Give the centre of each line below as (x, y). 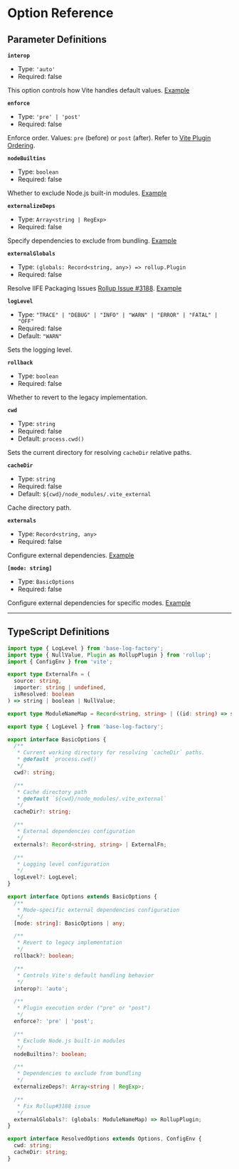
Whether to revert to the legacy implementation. (78, 397)
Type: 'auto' (36, 69)
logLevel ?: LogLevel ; (46, 877)
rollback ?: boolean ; (44, 956)
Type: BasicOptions (46, 581)
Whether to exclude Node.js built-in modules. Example (87, 193)
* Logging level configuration (63, 864)
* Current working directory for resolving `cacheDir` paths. (111, 753)
